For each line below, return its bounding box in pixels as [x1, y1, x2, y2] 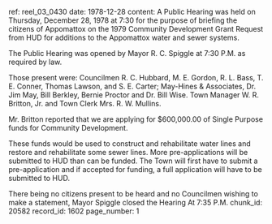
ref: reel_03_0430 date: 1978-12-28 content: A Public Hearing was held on [8, 7, 256, 16]
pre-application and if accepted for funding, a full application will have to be [8, 165, 262, 174]
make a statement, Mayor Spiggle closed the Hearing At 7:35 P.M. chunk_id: [8, 198, 262, 207]
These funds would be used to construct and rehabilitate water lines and [8, 139, 252, 149]
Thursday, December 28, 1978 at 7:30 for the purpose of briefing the [8, 15, 238, 25]
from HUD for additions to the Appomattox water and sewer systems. [8, 32, 240, 42]
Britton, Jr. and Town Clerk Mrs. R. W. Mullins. [8, 99, 162, 108]
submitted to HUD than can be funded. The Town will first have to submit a [8, 156, 258, 166]
